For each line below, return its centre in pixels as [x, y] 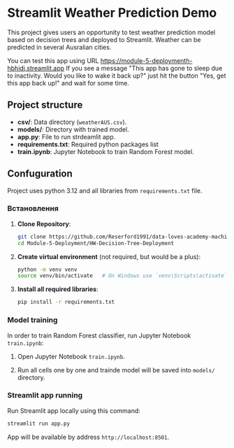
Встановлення [33, 209]
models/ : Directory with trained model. [73, 129]
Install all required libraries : [58, 289]
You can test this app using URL [53, 60]
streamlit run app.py [39, 423]
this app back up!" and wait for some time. [68, 83]
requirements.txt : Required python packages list [88, 144]
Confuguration [40, 174]
